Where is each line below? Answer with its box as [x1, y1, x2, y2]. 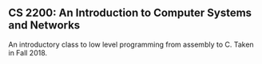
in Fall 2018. [8, 47, 48, 58]
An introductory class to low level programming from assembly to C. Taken [8, 40, 254, 49]
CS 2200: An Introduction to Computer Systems [8, 6, 252, 20]
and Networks [8, 19, 81, 32]
